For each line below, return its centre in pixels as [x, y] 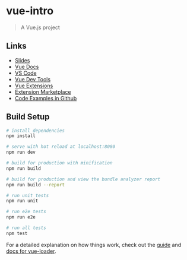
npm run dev [21, 153]
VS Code [26, 73]
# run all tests [26, 228]
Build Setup [28, 117]
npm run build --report [36, 185]
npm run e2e [21, 217]
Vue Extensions [34, 85]
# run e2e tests [26, 212]
